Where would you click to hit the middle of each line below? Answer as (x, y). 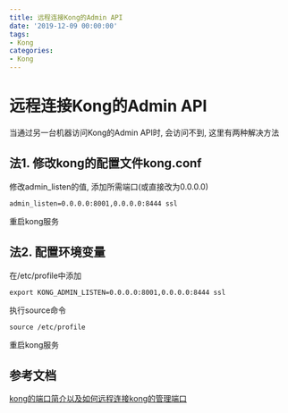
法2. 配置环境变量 (57, 253)
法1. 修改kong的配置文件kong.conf (106, 163)
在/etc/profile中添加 (46, 275)
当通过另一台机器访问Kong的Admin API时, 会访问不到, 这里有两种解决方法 (144, 132)
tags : (19, 34)
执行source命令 (38, 310)
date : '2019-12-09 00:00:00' (64, 26)
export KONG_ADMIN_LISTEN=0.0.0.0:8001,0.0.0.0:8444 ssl (118, 292)
